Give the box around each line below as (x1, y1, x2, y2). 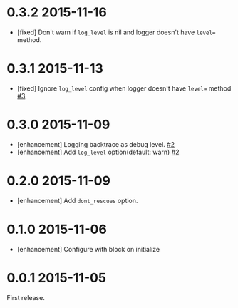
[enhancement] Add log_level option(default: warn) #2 (16, 148, 180, 156)
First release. (6, 293, 46, 302)
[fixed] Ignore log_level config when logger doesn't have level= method (16, 83, 232, 93)
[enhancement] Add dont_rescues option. (16, 196, 138, 205)
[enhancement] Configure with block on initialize (16, 245, 160, 253)
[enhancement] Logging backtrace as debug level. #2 (16, 140, 175, 148)
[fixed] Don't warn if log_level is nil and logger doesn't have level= (16, 28, 216, 36)
